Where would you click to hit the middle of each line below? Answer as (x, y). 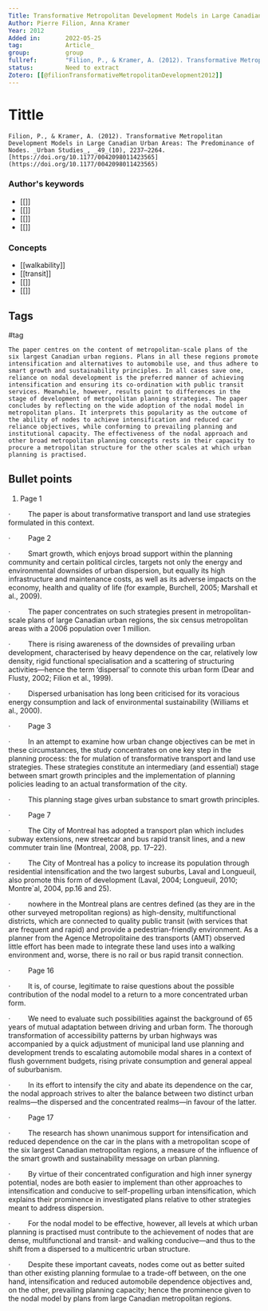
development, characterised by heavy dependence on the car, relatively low (133, 652)
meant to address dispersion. (56, 1208)
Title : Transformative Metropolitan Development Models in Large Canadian (135, 16)
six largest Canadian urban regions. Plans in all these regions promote (134, 357)
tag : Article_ (51, 46)
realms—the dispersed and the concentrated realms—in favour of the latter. (132, 1101)
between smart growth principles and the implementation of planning (122, 775)
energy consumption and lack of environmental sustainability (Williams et (128, 701)
